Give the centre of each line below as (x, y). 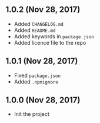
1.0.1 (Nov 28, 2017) (42, 61)
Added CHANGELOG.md (39, 24)
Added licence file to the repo (50, 42)
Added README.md (35, 30)
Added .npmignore (36, 81)
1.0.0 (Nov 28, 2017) (43, 100)
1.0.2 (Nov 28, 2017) (43, 10)
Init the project (31, 114)
